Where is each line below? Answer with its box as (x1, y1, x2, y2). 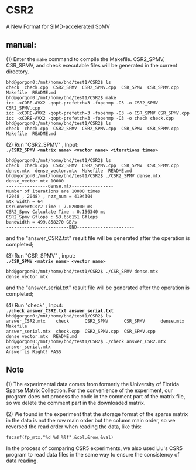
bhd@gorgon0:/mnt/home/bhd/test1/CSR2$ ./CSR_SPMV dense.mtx (6, 268, 159, 275)
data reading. (6, 457, 38, 464)
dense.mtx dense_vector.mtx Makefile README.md (6, 168, 132, 174)
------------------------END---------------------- (6, 224, 135, 230)
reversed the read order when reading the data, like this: (6, 423, 142, 430)
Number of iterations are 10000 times (6, 188, 101, 194)
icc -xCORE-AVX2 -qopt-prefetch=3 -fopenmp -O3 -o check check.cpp (6, 115, 174, 121)
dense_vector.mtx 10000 (6, 178, 64, 184)
